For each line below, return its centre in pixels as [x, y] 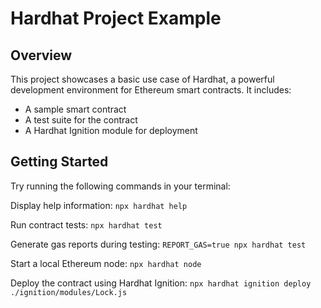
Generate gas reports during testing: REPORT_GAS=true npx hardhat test [158, 244]
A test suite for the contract [81, 120]
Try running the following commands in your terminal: [120, 186]
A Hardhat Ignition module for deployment [111, 130]
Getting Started [59, 162]
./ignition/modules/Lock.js [69, 292]
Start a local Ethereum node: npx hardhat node [106, 263]
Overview [41, 55]
